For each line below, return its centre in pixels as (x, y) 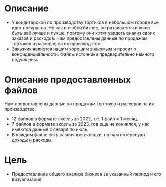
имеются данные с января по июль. (50, 129)
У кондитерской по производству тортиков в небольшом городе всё (85, 22)
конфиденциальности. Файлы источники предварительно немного (83, 54)
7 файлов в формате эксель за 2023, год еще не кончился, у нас (81, 124)
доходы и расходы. (32, 140)
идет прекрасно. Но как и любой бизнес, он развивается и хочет (81, 27)
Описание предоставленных (68, 80)
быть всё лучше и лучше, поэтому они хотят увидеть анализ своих (83, 33)
